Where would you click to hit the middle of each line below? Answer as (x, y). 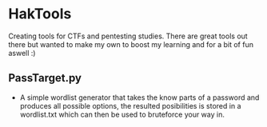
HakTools (40, 14)
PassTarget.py (45, 78)
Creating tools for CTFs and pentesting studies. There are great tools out (128, 36)
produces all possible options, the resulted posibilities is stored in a (130, 105)
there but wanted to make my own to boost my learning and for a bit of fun (131, 44)
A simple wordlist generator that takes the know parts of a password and (139, 97)
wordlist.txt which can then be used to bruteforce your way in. (122, 114)
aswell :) (22, 53)
